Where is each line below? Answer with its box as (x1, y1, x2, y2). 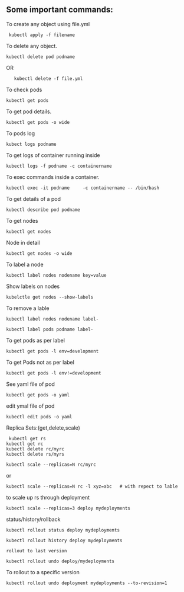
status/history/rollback (6, 516, 61, 523)
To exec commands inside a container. (6, 173, 100, 180)
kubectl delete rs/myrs (6, 451, 65, 457)
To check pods (6, 86, 42, 93)
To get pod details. (6, 108, 52, 115)
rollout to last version (6, 548, 67, 553)
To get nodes (6, 217, 38, 224)
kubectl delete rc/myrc (6, 446, 65, 452)
